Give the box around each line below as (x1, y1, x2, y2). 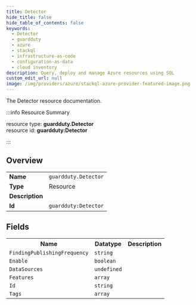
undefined (94, 266, 122, 272)
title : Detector (6, 8, 46, 15)
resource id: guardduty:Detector (6, 127, 88, 134)
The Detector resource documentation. (6, 97, 102, 104)
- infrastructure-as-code (11, 53, 76, 59)
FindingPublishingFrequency (9, 249, 89, 256)
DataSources (9, 266, 43, 272)
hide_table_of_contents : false (6, 20, 84, 26)
